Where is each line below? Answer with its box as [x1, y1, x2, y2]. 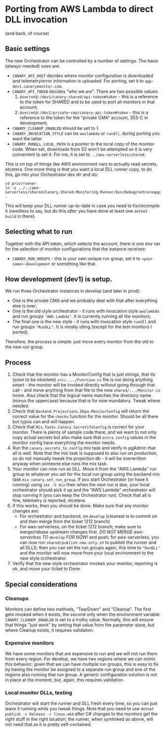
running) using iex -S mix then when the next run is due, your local [12, 482, 150, 488]
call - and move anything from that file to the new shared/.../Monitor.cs [12, 387, 161, 393]
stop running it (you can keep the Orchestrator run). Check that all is [12, 492, 152, 498]
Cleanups [5, 595, 29, 602]
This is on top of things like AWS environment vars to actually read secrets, [5, 161, 158, 167]
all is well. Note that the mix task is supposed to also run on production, [12, 450, 158, 456]
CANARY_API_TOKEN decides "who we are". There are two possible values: [12, 88, 159, 94]
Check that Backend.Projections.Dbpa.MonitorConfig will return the [12, 408, 149, 414]
